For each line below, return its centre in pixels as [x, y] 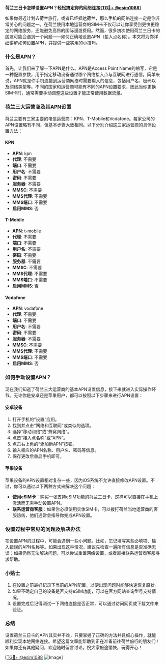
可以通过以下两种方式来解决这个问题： [57, 486]
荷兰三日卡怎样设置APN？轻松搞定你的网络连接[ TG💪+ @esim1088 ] [73, 8]
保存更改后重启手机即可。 [38, 456]
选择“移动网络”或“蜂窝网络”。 [42, 431]
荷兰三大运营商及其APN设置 [38, 107]
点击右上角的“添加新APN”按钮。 [44, 444]
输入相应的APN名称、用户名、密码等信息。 [55, 450]
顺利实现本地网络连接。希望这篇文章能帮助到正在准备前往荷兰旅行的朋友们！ [82, 641]
